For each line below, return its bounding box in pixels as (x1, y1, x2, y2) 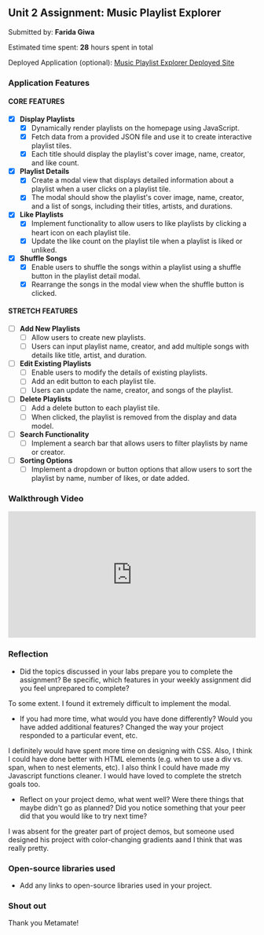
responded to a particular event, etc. (19, 730, 138, 740)
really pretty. (8, 843, 49, 852)
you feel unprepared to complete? (19, 683, 130, 693)
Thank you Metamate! (8, 918, 79, 928)
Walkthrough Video (8, 493, 84, 504)
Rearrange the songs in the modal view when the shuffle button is (31, 279, 245, 289)
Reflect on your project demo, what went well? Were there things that (19, 794, 244, 804)
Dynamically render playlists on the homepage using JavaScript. (31, 124, 240, 132)
